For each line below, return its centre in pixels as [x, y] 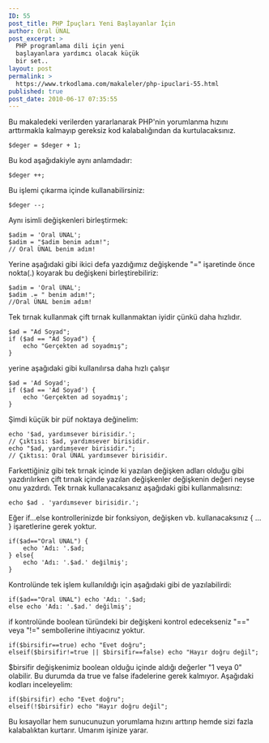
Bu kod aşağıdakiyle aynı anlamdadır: [70, 161]
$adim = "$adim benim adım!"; [60, 243]
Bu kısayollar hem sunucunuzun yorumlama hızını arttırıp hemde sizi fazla [131, 722]
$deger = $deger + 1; [45, 146]
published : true [36, 91]
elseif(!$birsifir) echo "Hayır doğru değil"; [88, 706]
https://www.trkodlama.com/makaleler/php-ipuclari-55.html [117, 84]
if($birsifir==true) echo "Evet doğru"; [78, 646]
